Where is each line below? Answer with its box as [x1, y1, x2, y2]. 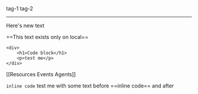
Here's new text [6, 22, 45, 29]
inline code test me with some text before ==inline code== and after [6, 82, 174, 89]
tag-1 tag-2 [6, 5, 34, 12]
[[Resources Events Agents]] [6, 71, 76, 77]
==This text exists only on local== [6, 34, 88, 40]
